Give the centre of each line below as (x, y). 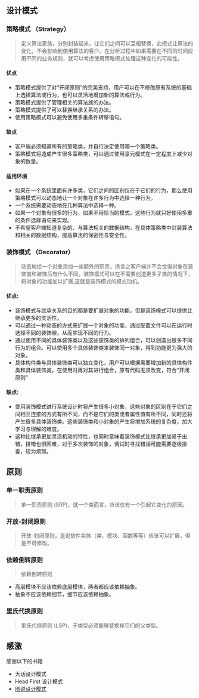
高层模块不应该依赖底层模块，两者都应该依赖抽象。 (77, 587)
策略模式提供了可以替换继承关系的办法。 (64, 110)
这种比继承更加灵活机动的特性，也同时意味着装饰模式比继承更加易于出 (101, 436)
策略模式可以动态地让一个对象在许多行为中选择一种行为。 (85, 198)
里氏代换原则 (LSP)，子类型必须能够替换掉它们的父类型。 (91, 625)
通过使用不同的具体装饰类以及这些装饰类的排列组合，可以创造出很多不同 (103, 340)
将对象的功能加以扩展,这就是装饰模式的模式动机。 (82, 281)
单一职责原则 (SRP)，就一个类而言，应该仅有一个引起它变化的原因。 (104, 504)
